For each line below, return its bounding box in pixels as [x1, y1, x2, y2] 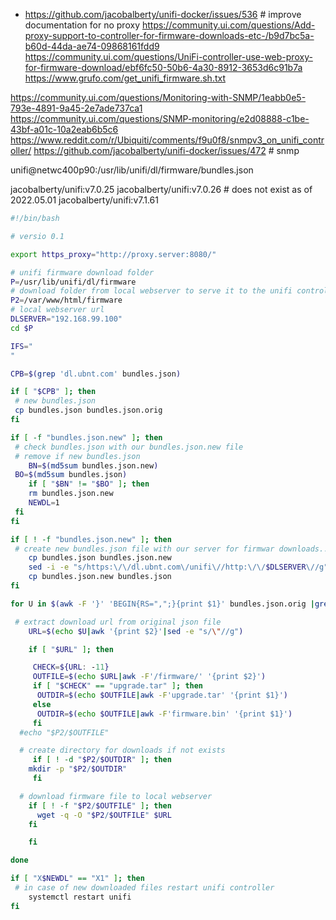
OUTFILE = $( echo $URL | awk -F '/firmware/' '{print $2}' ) [32, 672, 267, 682]
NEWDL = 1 [28, 498, 60, 508]
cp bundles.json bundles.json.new [28, 553, 172, 563]
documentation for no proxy [24, 19, 140, 31]
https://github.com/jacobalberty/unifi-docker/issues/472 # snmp [33, 145, 300, 156]
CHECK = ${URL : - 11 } [32, 662, 110, 673]
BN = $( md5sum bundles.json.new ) [28, 460, 159, 471]
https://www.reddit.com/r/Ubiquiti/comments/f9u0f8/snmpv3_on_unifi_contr [10, 134, 325, 146]
